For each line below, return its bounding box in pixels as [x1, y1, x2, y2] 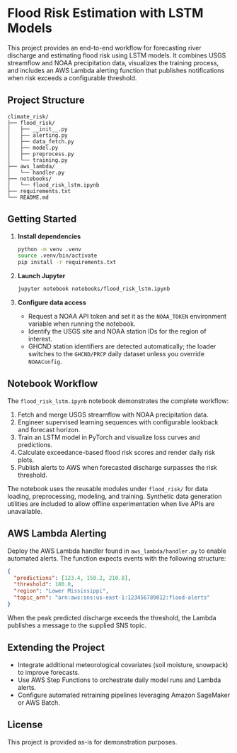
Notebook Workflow [7, 378, 98, 390]
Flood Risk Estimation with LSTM [7, 5, 204, 21]
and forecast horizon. [17, 425, 81, 434]
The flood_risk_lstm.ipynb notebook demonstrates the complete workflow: [7, 396, 229, 405]
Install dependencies [17, 232, 81, 241]
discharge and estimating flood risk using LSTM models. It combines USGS [7, 51, 226, 60]
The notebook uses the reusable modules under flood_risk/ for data [7, 484, 209, 493]
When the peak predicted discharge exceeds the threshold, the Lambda [7, 613, 217, 622]
